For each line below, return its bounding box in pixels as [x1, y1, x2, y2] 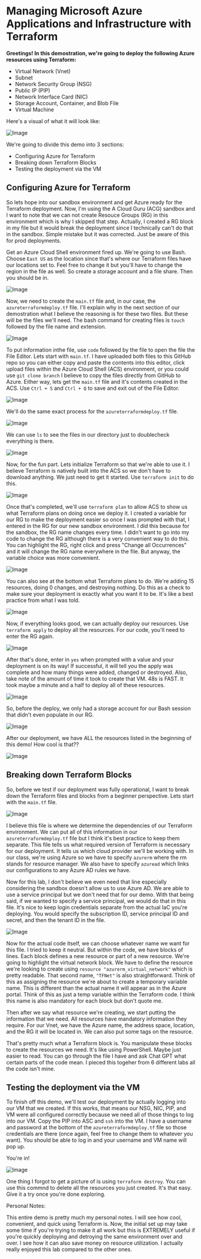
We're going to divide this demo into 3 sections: [6, 141, 124, 148]
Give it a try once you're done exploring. [6, 1191, 106, 1198]
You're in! [6, 1154, 30, 1162]
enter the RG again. [6, 633, 54, 640]
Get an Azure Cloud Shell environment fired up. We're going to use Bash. [6, 248, 187, 256]
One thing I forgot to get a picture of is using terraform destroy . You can [6, 1178, 186, 1185]
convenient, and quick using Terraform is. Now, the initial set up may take [6, 1221, 188, 1228]
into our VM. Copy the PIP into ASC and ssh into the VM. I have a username [6, 1117, 192, 1124]
